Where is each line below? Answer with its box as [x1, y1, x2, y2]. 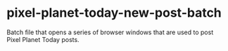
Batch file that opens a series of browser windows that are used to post [6, 28, 214, 36]
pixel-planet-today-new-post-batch [6, 5, 222, 21]
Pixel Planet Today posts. [6, 35, 80, 43]
